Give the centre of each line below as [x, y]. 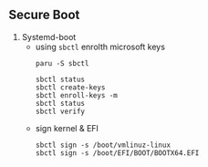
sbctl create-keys [70, 87]
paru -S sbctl [62, 63]
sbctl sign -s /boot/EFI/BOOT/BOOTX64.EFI [117, 153]
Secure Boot [44, 15]
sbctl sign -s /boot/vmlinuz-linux [103, 145]
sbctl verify [60, 111]
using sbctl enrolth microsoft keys [100, 47]
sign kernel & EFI [67, 128]
